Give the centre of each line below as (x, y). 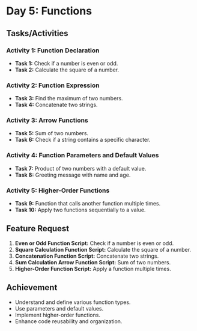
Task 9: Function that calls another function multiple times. (88, 204)
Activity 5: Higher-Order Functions (58, 190)
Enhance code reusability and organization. (68, 321)
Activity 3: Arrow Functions (47, 120)
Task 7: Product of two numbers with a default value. (80, 168)
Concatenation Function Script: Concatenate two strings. (87, 256)
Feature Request (38, 229)
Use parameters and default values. (59, 308)
